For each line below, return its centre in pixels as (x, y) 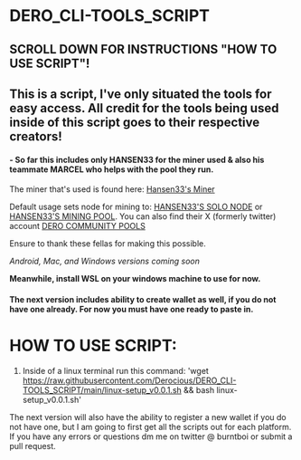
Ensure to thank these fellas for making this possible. (108, 244)
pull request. (33, 446)
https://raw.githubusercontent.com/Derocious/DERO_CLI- (129, 380)
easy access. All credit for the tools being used (144, 108)
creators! (36, 136)
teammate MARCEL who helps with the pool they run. (112, 169)
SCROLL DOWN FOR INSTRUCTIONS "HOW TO (143, 49)
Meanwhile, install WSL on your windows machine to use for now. (135, 279)
